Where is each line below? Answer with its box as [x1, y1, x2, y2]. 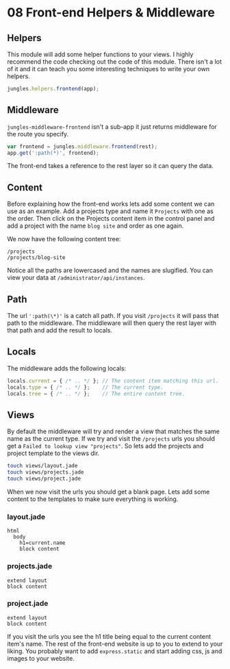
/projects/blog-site [7, 254, 66, 261]
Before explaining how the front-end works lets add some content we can [7, 200, 215, 208]
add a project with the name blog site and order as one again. [7, 221, 184, 230]
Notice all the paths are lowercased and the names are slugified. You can [7, 266, 214, 275]
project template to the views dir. [7, 449, 100, 457]
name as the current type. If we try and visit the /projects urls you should [7, 435, 216, 443]
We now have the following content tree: [7, 235, 121, 243]
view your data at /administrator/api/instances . [7, 273, 145, 282]
